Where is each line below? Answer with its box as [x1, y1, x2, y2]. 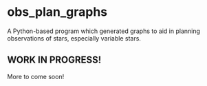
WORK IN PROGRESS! [7, 54, 102, 66]
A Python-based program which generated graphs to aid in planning [7, 27, 201, 35]
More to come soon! [7, 72, 65, 80]
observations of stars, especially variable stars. [7, 34, 141, 42]
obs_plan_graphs [7, 4, 108, 20]
